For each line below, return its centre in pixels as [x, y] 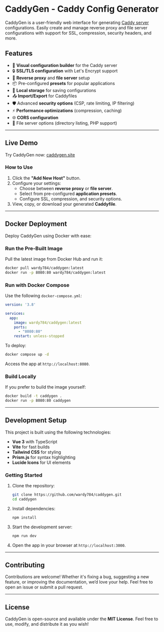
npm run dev [24, 536]
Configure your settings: [37, 183]
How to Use [19, 167]
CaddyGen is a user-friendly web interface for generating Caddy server [77, 22]
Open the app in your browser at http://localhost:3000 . [69, 545]
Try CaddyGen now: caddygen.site [40, 154]
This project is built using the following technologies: [58, 432]
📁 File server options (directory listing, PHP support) [64, 123]
